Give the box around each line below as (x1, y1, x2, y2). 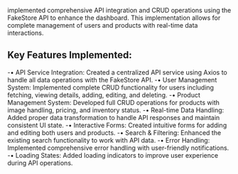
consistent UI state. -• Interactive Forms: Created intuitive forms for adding (7, 121, 227, 129)
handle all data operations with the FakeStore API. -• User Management (7, 75, 217, 84)
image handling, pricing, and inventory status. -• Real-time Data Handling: (7, 106, 225, 114)
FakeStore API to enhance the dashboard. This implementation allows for (7, 13, 221, 22)
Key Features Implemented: (7, 49, 133, 61)
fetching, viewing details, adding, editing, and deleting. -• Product (7, 90, 200, 99)
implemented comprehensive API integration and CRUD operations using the (7, 6, 232, 14)
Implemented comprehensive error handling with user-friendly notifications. (7, 143, 229, 152)
